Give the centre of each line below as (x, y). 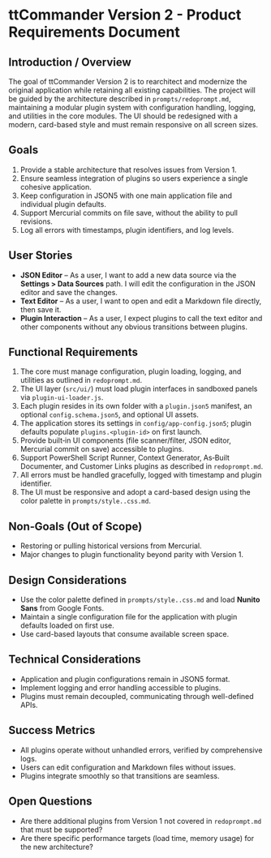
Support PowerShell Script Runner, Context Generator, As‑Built (125, 458)
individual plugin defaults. (63, 204)
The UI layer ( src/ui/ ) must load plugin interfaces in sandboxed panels (139, 389)
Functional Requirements (73, 352)
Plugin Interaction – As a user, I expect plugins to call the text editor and (141, 318)
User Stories (41, 256)
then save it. (41, 309)
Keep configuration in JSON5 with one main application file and (126, 195)
